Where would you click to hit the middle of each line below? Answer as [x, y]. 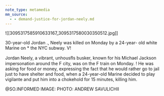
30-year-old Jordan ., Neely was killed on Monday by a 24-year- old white [81, 43]
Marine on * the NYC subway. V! [38, 48]
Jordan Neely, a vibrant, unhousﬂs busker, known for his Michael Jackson [81, 58]
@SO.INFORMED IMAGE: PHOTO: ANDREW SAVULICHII [62, 89]
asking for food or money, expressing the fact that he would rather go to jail [82, 69]
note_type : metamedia [28, 10]
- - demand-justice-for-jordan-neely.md [52, 19]
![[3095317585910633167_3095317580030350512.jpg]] [62, 33]
